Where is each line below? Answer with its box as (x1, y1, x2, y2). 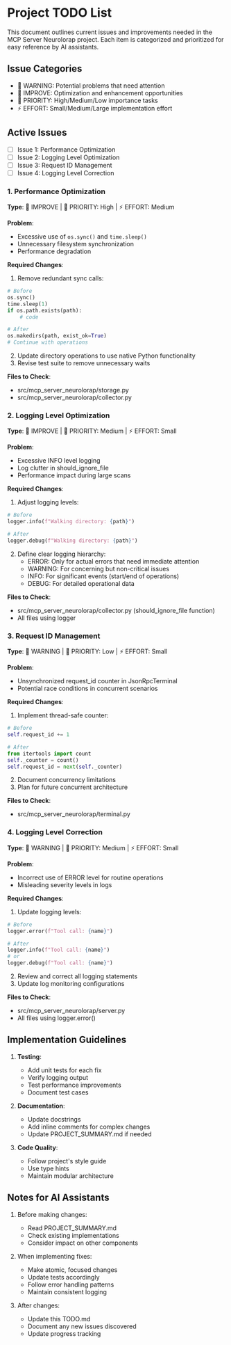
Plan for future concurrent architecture (17, 783, 128, 791)
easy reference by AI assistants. (7, 42, 99, 51)
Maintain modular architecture (27, 1171, 114, 1180)
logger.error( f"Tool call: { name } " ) (7, 928, 113, 934)
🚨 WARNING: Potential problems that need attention (17, 81, 165, 90)
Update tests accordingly (27, 1273, 100, 1281)
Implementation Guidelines (7, 1034, 127, 1046)
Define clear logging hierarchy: (17, 550, 106, 558)
